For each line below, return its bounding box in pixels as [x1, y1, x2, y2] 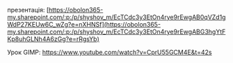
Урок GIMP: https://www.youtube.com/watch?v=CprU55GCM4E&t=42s [7, 48, 212, 56]
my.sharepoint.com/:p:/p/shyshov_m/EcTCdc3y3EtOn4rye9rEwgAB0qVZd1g [7, 13, 226, 21]
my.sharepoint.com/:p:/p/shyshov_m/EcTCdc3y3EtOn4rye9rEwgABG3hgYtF [7, 27, 226, 36]
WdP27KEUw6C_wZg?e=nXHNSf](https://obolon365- [7, 21, 161, 28]
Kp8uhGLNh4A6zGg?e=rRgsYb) [7, 35, 99, 43]
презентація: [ [7, 6, 49, 14]
